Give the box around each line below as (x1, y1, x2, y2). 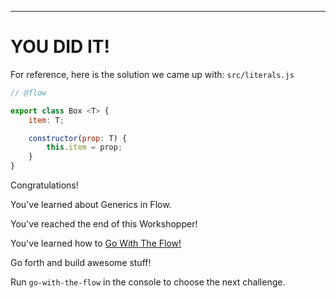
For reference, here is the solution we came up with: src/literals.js (10, 68, 295, 80)
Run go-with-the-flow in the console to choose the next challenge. (10, 276, 286, 288)
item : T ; (28, 115, 65, 125)
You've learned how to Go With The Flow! (10, 237, 182, 250)
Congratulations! (10, 179, 79, 191)
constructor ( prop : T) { (28, 133, 128, 143)
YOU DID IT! (10, 36, 110, 58)
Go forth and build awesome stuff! (10, 257, 152, 269)
